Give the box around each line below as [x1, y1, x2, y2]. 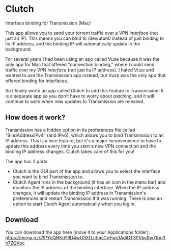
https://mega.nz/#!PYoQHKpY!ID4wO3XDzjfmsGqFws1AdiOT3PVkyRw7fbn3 [5, 234, 166, 240]
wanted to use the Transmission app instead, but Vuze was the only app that [5, 72, 166, 78]
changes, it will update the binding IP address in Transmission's [12, 190, 146, 196]
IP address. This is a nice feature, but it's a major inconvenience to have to [5, 137, 161, 143]
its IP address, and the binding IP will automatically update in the [5, 40, 140, 46]
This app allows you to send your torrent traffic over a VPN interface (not [5, 30, 158, 36]
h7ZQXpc [5, 240, 25, 246]
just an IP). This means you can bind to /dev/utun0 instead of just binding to [5, 35, 164, 41]
